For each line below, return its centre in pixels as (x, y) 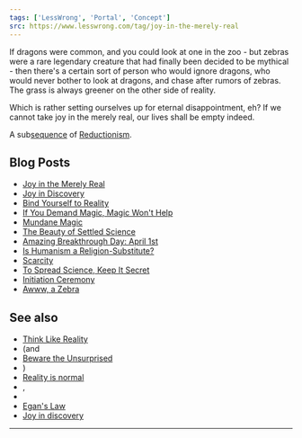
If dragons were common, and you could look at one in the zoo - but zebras (149, 51)
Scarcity (38, 261)
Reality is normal (53, 378)
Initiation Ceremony (58, 280)
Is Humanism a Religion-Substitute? (88, 251)
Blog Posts (40, 162)
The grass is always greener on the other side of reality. (112, 90)
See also (34, 317)
